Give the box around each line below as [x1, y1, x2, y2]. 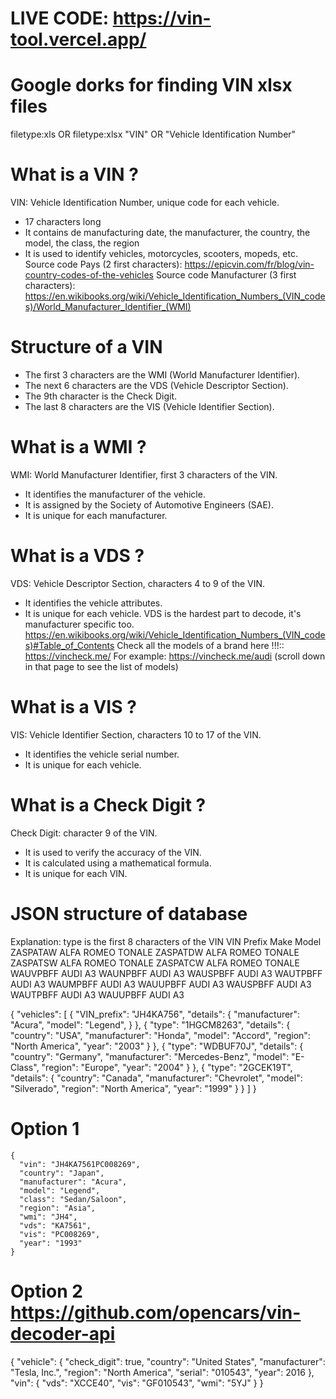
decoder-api [10, 1322, 116, 1345]
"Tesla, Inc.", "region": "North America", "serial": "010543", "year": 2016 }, [10, 1366, 315, 1378]
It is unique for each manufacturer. [24, 509, 168, 521]
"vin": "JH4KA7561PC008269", [19, 1159, 141, 1169]
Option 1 [10, 1117, 80, 1140]
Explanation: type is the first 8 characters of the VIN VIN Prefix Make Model [10, 935, 322, 947]
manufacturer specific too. [24, 618, 135, 630]
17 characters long [24, 216, 102, 228]
